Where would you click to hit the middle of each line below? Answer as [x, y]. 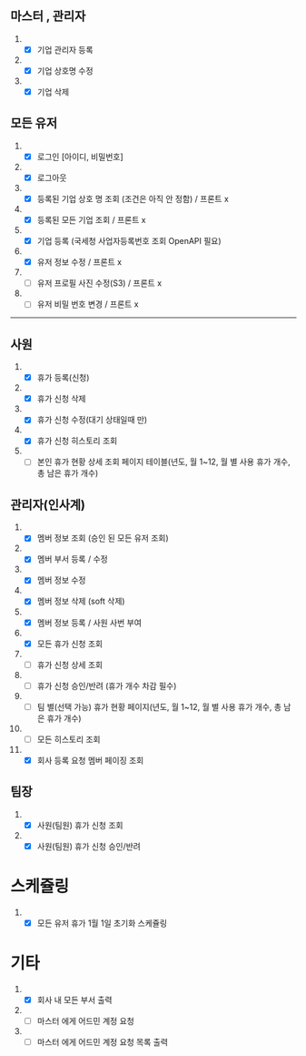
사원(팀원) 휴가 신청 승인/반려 [89, 846]
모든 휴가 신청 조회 [70, 644]
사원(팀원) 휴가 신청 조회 [80, 825]
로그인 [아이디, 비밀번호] [80, 157]
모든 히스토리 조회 [69, 739]
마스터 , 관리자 [48, 16]
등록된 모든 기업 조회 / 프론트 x [91, 220]
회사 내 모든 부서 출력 [74, 1000]
